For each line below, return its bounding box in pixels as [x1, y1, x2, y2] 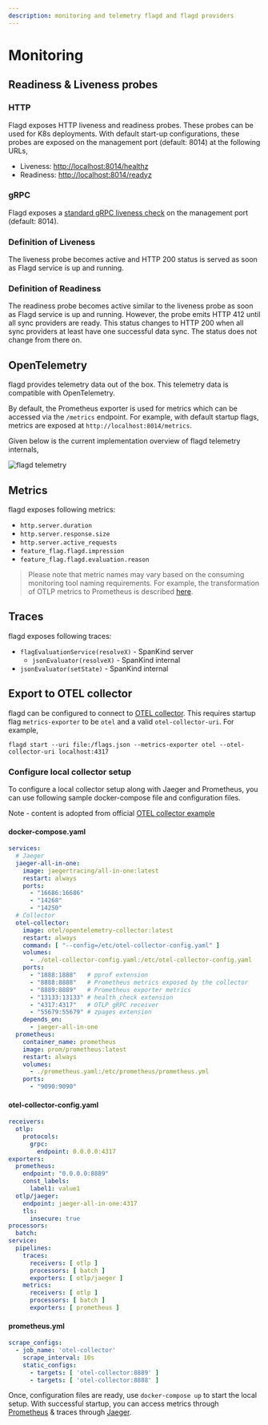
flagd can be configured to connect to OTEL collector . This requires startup [8, 708, 256, 717]
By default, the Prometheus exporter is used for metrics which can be [8, 403, 238, 413]
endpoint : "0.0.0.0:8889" [22, 1170, 110, 1178]
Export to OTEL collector [8, 687, 133, 700]
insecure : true [29, 1214, 81, 1222]
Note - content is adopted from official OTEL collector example [8, 808, 215, 817]
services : [8, 845, 42, 853]
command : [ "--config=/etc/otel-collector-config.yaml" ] [22, 941, 220, 949]
